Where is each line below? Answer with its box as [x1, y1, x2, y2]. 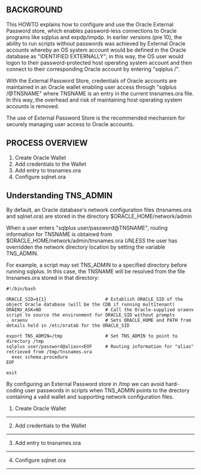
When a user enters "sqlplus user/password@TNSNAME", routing [6, 225, 168, 232]
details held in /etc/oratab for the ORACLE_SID [6, 322, 130, 329]
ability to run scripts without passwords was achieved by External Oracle [6, 40, 185, 47]
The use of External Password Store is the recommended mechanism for [6, 114, 185, 121]
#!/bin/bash [6, 286, 36, 292]
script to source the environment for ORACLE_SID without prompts [6, 312, 175, 318]
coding [6, 387, 24, 394]
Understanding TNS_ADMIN [6, 190, 112, 201]
